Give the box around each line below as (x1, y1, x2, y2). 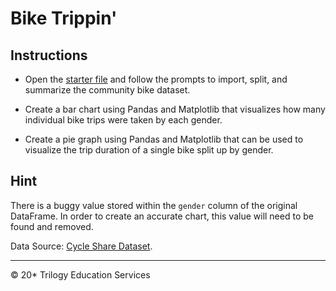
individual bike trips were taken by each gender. (24, 114, 223, 126)
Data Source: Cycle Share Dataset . (10, 240, 153, 252)
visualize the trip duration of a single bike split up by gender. (24, 144, 274, 156)
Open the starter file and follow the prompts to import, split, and (24, 73, 288, 85)
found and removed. (10, 220, 94, 232)
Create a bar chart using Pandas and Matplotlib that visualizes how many (24, 103, 326, 115)
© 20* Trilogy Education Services (10, 268, 151, 281)
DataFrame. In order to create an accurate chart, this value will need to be (10, 210, 314, 222)
